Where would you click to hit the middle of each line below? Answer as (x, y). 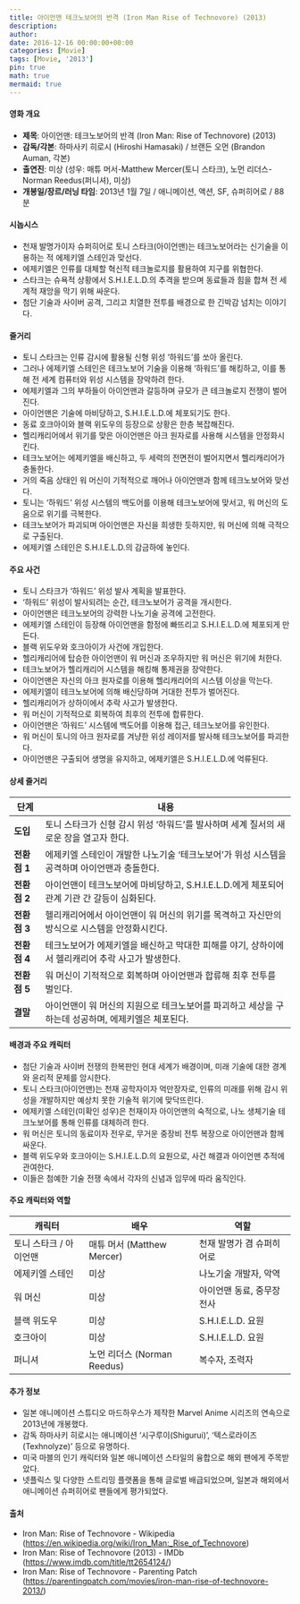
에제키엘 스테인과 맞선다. (99, 258)
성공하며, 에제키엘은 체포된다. (130, 1019)
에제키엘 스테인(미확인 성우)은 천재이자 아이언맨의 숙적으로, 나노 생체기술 (149, 1111)
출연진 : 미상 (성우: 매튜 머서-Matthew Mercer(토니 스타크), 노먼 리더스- (147, 169)
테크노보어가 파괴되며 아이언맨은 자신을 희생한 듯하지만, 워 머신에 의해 (144, 525)
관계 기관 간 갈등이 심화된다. (100, 898)
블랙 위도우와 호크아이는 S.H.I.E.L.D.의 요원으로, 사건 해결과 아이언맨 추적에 (154, 1156)
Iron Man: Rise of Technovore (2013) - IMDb (103, 1553)
